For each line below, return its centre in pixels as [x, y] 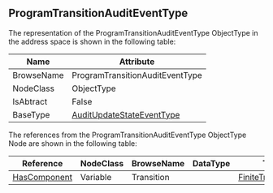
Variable [96, 177]
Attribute [137, 62]
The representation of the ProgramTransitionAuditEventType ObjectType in [133, 32]
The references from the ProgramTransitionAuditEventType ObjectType [128, 135]
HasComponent [43, 177]
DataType [211, 163]
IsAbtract [30, 101]
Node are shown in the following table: [73, 143]
